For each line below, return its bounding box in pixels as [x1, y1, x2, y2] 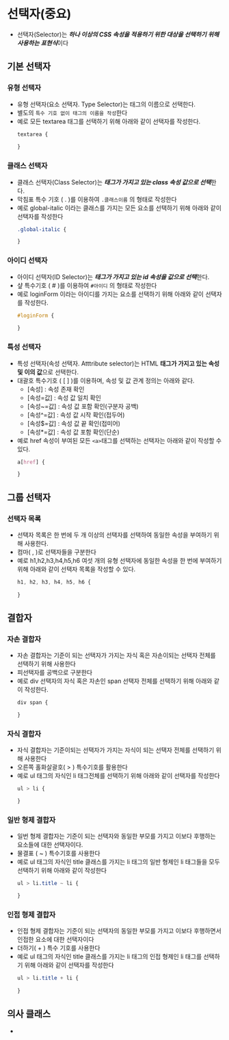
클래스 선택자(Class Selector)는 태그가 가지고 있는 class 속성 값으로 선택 [16, 178, 211, 186]
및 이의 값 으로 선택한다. [16, 367, 79, 376]
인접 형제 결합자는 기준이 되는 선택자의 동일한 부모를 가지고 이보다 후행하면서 [16, 927, 222, 935]
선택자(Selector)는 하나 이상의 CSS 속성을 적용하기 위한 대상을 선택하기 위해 [16, 30, 219, 38]
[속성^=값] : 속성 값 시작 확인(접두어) [27, 411, 125, 419]
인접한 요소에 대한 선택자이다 [16, 935, 94, 943]
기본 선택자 [7, 61, 51, 73]
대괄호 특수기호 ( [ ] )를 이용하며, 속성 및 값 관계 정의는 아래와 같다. [16, 376, 195, 385]
